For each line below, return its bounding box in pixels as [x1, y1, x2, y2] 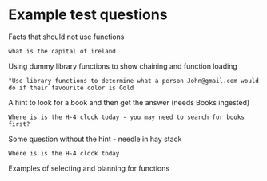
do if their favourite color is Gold [8, 84, 134, 92]
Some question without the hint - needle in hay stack [8, 134, 182, 144]
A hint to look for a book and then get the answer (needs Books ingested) [8, 97, 250, 107]
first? [8, 120, 30, 128]
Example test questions [8, 6, 168, 24]
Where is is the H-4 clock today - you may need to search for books [8, 113, 245, 121]
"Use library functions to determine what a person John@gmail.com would [8, 77, 260, 85]
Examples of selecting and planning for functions [8, 163, 170, 173]
